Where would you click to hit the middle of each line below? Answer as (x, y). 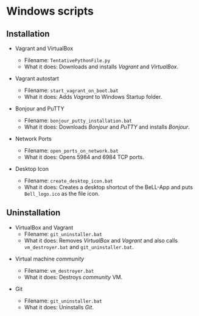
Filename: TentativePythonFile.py (67, 60)
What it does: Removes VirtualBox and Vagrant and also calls (101, 240)
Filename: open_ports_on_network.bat (71, 150)
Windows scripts (50, 11)
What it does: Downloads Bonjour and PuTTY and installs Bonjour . (107, 127)
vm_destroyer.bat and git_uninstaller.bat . (79, 247)
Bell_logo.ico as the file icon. (62, 194)
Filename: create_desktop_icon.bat (68, 181)
